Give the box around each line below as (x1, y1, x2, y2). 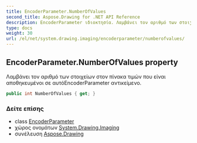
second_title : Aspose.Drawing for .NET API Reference (6, 14, 141, 20)
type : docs (6, 25, 33, 31)
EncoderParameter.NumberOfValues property (6, 57, 178, 67)
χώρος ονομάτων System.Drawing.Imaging (14, 124, 120, 131)
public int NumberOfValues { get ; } (6, 90, 96, 97)
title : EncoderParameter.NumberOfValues (6, 8, 107, 15)
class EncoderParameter (14, 118, 74, 125)
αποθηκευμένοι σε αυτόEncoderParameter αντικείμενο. (6, 79, 142, 86)
